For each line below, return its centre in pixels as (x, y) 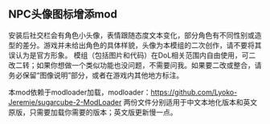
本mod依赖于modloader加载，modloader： (80, 92)
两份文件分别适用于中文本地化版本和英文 (190, 102)
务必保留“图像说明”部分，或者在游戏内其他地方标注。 (96, 75)
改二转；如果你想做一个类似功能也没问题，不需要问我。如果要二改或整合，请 (135, 65)
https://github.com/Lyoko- (194, 92)
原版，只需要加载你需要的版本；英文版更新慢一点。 (93, 112)
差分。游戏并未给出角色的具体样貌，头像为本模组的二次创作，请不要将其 (142, 45)
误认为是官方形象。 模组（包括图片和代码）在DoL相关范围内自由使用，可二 (132, 55)
